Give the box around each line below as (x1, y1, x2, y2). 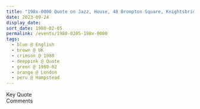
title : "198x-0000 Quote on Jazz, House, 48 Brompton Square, (6, 8, 164, 15)
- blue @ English (11, 42, 55, 48)
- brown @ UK (11, 47, 44, 53)
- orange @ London (11, 69, 58, 75)
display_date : (6, 20, 42, 25)
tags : (6, 36, 20, 42)
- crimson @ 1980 (11, 53, 55, 59)
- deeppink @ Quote (11, 58, 60, 64)
